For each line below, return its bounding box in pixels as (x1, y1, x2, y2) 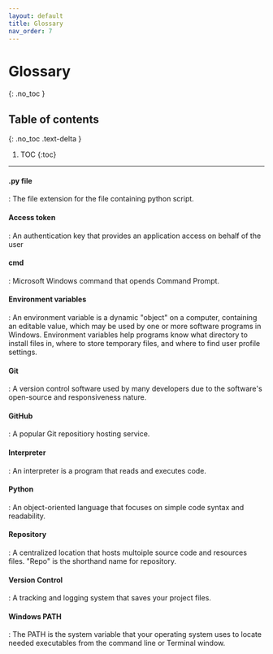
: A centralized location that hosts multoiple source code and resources (8, 548, 248, 557)
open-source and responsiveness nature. (8, 392, 147, 402)
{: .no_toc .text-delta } (8, 134, 82, 144)
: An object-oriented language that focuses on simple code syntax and (8, 502, 245, 512)
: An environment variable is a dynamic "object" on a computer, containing (8, 312, 258, 322)
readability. (8, 511, 46, 521)
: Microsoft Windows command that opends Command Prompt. (8, 275, 220, 285)
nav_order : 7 (8, 27, 53, 35)
